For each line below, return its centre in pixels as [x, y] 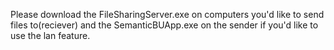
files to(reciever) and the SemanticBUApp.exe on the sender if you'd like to [164, 25]
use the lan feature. [50, 35]
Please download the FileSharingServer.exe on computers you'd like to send [167, 14]
